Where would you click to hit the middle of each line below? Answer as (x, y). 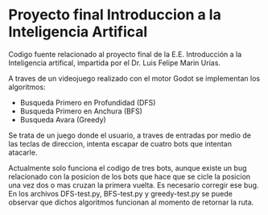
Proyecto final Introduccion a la (115, 15)
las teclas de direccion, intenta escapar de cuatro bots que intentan (120, 143)
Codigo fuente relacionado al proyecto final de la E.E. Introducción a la (125, 54)
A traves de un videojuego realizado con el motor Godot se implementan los (134, 78)
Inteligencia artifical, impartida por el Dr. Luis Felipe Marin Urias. (115, 63)
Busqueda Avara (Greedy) (63, 119)
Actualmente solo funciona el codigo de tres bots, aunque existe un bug (128, 167)
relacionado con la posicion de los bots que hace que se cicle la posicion (130, 176)
